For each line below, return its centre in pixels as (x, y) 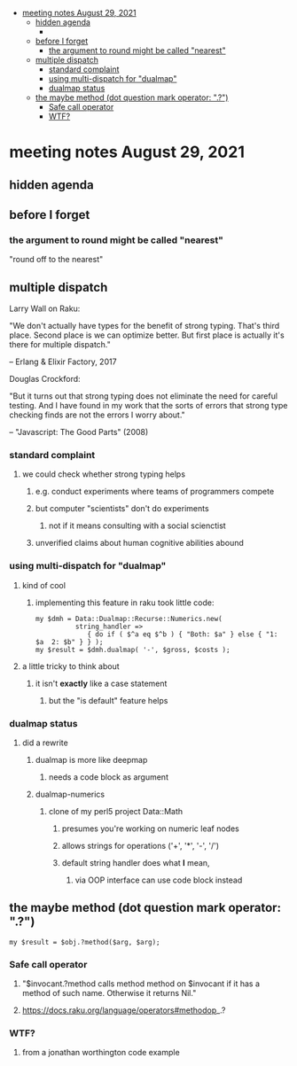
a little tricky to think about (70, 666)
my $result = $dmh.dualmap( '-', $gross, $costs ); (133, 650)
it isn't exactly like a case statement (101, 683)
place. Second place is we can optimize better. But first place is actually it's (147, 335)
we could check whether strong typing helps (104, 474)
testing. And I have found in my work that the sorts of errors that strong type (148, 406)
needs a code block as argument (108, 777)
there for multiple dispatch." (60, 345)
